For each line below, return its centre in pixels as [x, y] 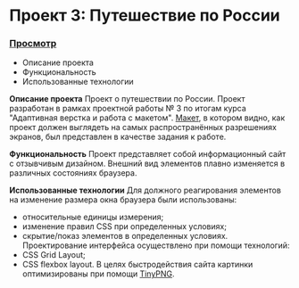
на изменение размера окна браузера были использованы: [123, 200]
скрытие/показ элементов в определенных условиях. [125, 236]
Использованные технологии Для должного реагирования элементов [145, 190]
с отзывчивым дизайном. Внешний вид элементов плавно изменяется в [147, 164]
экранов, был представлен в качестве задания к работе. [118, 137]
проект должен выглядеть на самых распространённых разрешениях [143, 128]
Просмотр [33, 44]
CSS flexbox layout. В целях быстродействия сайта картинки [137, 265]
